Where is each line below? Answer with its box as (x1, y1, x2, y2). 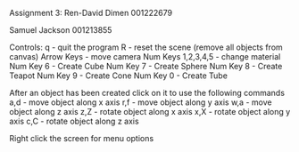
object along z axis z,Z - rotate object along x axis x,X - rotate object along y (9, 107, 291, 116)
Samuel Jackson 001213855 (9, 25, 112, 35)
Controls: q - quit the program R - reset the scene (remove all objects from (9, 42, 283, 52)
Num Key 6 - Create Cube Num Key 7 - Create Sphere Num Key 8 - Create (9, 61, 283, 71)
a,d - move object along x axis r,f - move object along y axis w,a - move (9, 97, 272, 108)
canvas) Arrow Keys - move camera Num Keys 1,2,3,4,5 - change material (9, 52, 281, 61)
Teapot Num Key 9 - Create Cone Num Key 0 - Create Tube (9, 70, 228, 81)
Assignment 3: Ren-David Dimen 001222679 (9, 8, 172, 18)
